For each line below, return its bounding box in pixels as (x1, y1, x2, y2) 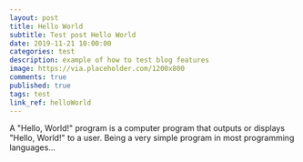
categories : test (9, 47, 76, 56)
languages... (9, 142, 56, 153)
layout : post (9, 13, 59, 23)
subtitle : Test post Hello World (9, 30, 136, 39)
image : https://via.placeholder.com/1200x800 (9, 65, 185, 74)
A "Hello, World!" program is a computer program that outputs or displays (9, 123, 285, 134)
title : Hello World (9, 22, 84, 31)
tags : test (9, 89, 51, 98)
